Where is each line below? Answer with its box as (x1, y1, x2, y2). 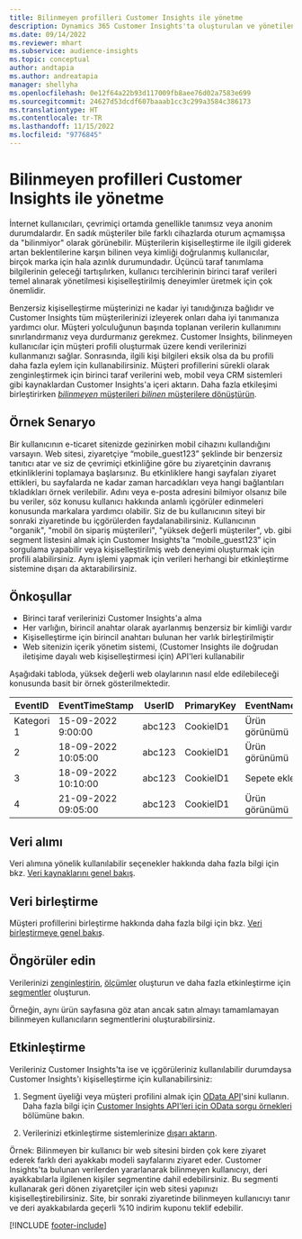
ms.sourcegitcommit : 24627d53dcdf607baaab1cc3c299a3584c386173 (9, 96, 252, 106)
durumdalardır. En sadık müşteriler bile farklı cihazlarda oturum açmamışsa (9, 227, 286, 239)
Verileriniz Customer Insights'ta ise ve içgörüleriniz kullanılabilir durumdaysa (9, 1063, 292, 1074)
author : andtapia (9, 64, 75, 73)
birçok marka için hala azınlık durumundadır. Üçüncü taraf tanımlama (9, 256, 263, 267)
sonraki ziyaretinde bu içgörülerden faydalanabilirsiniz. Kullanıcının (9, 515, 256, 526)
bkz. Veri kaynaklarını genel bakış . (9, 868, 137, 879)
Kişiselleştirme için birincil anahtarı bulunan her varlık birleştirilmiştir (22, 632, 274, 643)
